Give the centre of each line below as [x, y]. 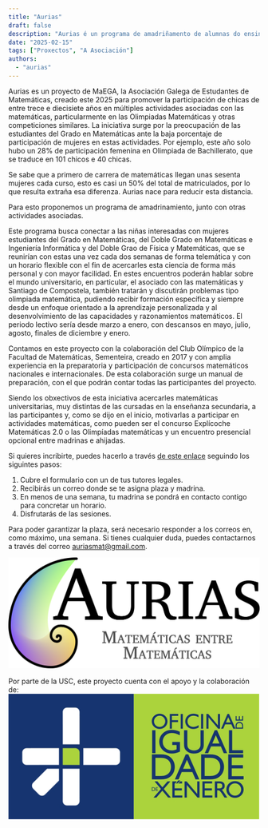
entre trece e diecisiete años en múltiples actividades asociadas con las [126, 108]
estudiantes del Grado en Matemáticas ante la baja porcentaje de [115, 133]
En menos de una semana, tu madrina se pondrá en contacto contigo [133, 496]
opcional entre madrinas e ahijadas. [67, 440]
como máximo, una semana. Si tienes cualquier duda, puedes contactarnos [132, 537]
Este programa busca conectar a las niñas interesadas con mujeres [119, 231]
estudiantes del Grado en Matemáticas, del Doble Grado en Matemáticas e [131, 239]
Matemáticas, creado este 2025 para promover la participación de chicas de [134, 99]
